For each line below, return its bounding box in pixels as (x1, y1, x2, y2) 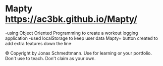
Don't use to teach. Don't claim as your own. (5, 55, 96, 61)
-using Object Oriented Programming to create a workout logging (5, 30, 138, 36)
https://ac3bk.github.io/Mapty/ (5, 13, 138, 25)
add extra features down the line (5, 40, 72, 46)
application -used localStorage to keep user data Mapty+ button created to (5, 35, 158, 41)
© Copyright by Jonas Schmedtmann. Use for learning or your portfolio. (5, 50, 152, 56)
